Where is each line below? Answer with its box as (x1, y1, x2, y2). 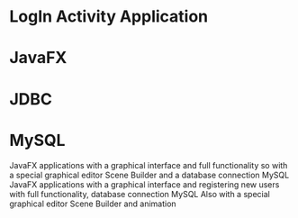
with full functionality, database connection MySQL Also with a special (9, 188, 270, 199)
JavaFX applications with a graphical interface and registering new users (9, 178, 280, 190)
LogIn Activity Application (9, 6, 209, 27)
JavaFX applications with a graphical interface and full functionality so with (9, 159, 288, 170)
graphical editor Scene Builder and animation (9, 198, 177, 209)
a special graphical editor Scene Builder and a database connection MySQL (9, 169, 290, 180)
